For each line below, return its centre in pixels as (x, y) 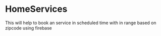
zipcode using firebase (28, 28)
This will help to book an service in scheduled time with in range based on (81, 23)
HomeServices (36, 9)
